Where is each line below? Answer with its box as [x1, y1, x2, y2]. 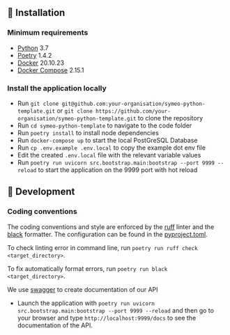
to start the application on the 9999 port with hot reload [38, 165, 198, 174]
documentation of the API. [17, 321, 93, 329]
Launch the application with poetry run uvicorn [17, 299, 155, 307]
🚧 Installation [7, 7, 66, 19]
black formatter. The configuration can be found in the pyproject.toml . [7, 230, 208, 238]
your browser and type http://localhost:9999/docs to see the [17, 313, 197, 322]
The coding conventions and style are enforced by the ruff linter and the [7, 222, 215, 231]
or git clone [56, 106, 93, 115]
